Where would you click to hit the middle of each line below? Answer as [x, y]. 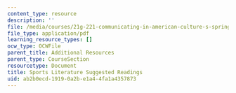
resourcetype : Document [42, 66]
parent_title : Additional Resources [61, 53]
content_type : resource [42, 14]
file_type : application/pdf [48, 33]
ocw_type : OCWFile [34, 46]
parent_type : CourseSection [48, 59]
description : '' [31, 20]
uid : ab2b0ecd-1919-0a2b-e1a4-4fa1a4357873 [72, 79]
